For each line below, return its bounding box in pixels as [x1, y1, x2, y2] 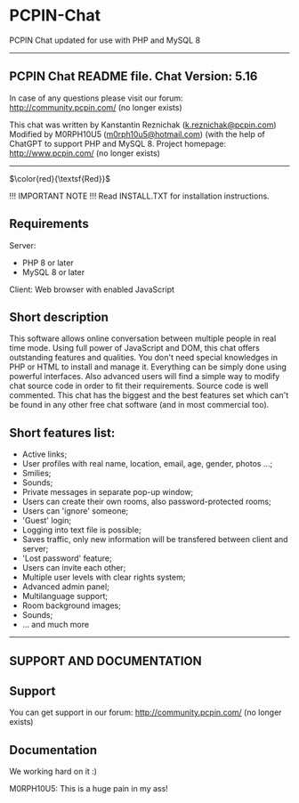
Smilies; [21, 468, 52, 479]
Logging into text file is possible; [21, 524, 141, 535]
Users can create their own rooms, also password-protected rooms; [21, 496, 271, 507]
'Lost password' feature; [21, 553, 113, 564]
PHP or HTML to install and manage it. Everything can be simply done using [9, 361, 287, 372]
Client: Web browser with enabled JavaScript [9, 284, 175, 295]
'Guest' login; [21, 515, 72, 526]
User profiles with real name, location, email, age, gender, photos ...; [21, 458, 273, 469]
